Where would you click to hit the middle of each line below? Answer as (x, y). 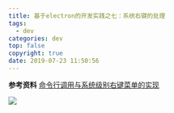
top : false (27, 46)
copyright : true (36, 53)
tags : (17, 23)
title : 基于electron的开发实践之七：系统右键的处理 (87, 16)
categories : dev (36, 38)
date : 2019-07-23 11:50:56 (54, 61)
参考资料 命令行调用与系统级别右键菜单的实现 (84, 85)
